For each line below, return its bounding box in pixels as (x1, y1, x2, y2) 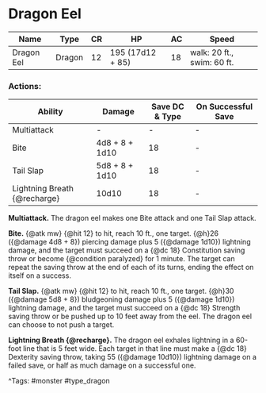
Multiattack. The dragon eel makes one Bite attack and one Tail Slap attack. (8, 214, 256, 223)
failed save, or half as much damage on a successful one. (8, 360, 196, 370)
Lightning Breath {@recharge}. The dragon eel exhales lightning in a (8, 335, 234, 345)
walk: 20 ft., (189, 47, 234, 58)
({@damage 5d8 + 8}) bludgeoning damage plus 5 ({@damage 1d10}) (8, 295, 235, 304)
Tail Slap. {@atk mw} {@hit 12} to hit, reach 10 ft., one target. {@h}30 (8, 287, 234, 296)
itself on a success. (8, 271, 71, 280)
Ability (37, 106, 63, 118)
